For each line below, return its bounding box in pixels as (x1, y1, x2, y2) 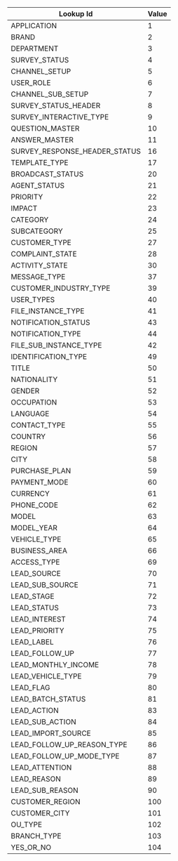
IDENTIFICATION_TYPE (11, 352, 88, 361)
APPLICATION (11, 21, 57, 30)
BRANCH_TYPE (11, 832, 62, 841)
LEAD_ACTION (11, 706, 60, 715)
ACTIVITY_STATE (11, 261, 68, 270)
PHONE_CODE (11, 500, 58, 510)
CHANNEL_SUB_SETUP (11, 89, 89, 99)
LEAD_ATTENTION (11, 763, 72, 772)
